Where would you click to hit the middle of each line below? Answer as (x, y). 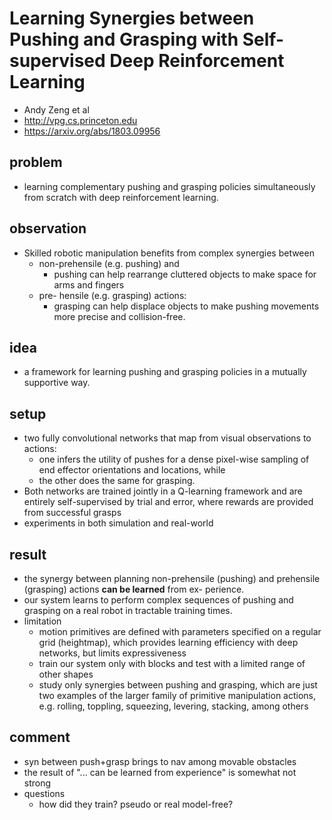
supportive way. (57, 383)
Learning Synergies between (132, 18)
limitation (42, 621)
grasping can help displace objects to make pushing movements (186, 306)
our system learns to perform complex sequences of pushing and (158, 600)
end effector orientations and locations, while (132, 470)
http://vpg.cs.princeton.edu (80, 120)
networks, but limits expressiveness (112, 653)
